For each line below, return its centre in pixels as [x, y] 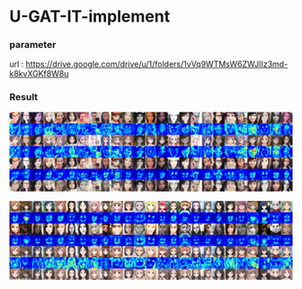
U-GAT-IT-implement [90, 17]
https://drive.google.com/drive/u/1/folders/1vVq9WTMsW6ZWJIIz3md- [157, 64]
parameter [33, 45]
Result [24, 97]
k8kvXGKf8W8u [39, 74]
